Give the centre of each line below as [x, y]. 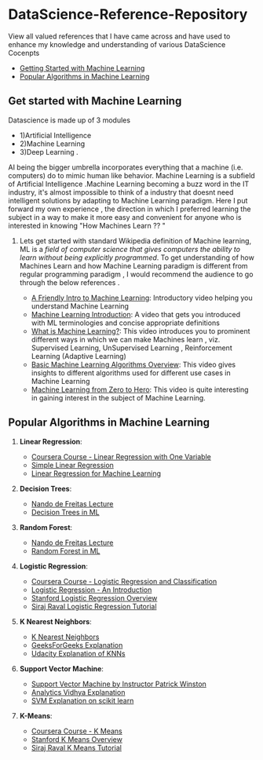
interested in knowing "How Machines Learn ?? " [87, 225]
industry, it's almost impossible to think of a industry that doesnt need [121, 192]
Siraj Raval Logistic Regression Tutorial [94, 606]
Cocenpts [24, 53]
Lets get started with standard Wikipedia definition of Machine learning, [135, 240]
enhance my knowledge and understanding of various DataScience [117, 44]
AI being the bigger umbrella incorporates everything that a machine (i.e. [126, 167]
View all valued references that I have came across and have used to [119, 36]
